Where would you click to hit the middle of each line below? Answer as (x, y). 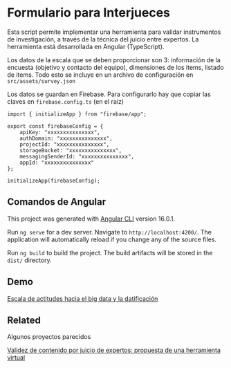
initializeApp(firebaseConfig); (54, 181)
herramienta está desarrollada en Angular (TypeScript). (86, 46)
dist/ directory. (29, 260)
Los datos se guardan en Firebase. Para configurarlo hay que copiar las (109, 94)
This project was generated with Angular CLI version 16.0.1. (91, 219)
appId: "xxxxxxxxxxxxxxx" (57, 163)
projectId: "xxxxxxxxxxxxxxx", (65, 144)
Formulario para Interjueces (89, 13)
